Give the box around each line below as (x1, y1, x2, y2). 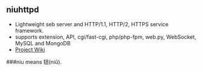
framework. (14, 27, 44, 34)
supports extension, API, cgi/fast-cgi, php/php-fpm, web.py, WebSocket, (14, 33, 197, 41)
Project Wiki (14, 46, 45, 53)
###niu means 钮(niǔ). (6, 58, 62, 65)
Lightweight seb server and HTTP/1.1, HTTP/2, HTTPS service (14, 20, 169, 27)
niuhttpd (6, 5, 39, 15)
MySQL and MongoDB (14, 39, 71, 47)
